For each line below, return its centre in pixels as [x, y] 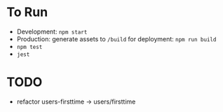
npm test [29, 47]
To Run [27, 12]
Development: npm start [52, 31]
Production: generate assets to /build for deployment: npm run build [116, 38]
